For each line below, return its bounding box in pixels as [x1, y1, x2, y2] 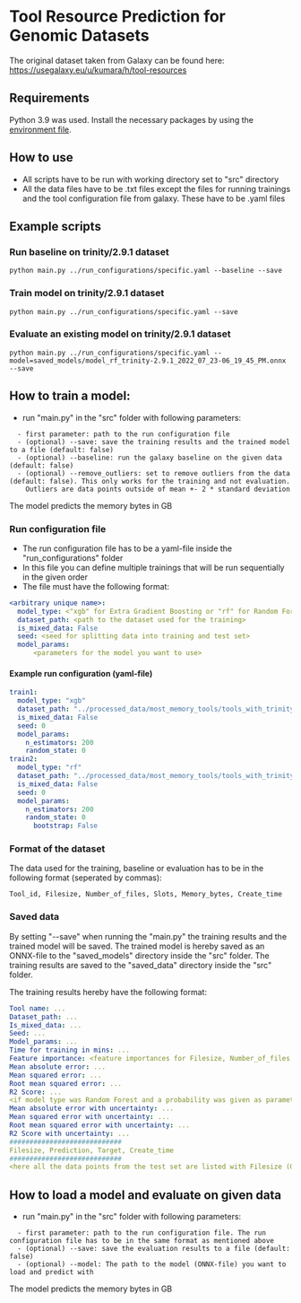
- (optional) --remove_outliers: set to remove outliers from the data [17, 468, 291, 477]
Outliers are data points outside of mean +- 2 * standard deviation [25, 485, 291, 494]
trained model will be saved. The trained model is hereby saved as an [9, 940, 265, 951]
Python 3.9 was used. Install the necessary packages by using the [9, 114, 254, 125]
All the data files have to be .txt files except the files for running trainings [21, 183, 291, 194]
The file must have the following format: [21, 581, 170, 591]
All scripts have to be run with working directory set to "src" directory [21, 173, 279, 185]
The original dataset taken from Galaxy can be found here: [9, 55, 225, 66]
